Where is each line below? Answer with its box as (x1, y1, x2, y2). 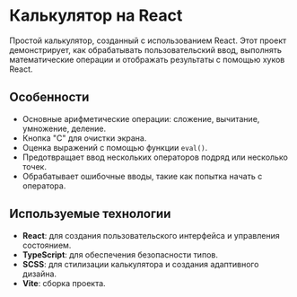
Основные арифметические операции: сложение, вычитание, (22, 113, 260, 124)
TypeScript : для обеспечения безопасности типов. (22, 249, 218, 260)
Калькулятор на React (9, 5, 183, 26)
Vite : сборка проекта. (22, 277, 106, 288)
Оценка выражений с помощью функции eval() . (22, 142, 208, 153)
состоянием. (22, 240, 72, 250)
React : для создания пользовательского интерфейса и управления (22, 230, 280, 240)
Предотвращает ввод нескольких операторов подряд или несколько (22, 152, 289, 162)
